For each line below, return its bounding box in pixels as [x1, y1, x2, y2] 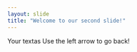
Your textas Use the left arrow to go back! [7, 36, 130, 45]
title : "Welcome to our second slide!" [7, 17, 126, 24]
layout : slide [7, 10, 50, 18]
